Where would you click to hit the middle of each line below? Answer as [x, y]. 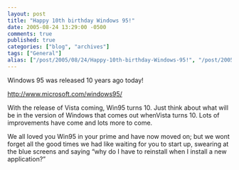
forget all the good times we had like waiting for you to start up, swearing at [118, 144]
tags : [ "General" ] [34, 54]
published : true [31, 40]
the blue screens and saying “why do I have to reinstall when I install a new [117, 151]
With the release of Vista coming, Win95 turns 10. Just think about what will [118, 108]
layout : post [27, 14]
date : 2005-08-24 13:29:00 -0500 [57, 27]
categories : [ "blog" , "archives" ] [59, 47]
